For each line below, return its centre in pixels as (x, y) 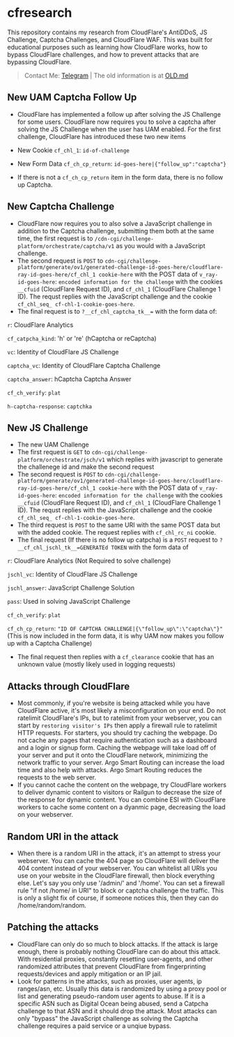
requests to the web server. (57, 778)
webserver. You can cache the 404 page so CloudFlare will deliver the (118, 861)
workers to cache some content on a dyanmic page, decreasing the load (122, 807)
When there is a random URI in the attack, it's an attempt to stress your (119, 853)
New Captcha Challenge (61, 206)
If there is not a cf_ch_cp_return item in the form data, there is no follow (120, 177)
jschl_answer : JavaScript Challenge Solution (71, 588)
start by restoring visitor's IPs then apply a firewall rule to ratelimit (117, 725)
